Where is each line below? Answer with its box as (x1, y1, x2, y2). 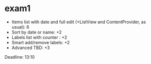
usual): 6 (11, 24, 30, 30)
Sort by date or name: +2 (11, 29, 62, 35)
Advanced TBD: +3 (11, 45, 50, 50)
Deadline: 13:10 (4, 54, 35, 60)
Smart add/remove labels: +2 (11, 39, 70, 45)
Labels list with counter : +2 (11, 34, 67, 40)
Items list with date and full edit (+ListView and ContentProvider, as (11, 19, 146, 25)
